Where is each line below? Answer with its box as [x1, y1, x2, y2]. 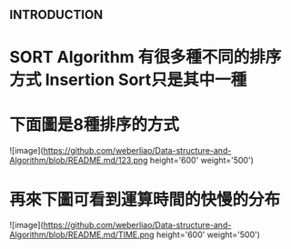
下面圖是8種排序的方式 [9, 114, 180, 134]
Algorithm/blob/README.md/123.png [9, 154, 148, 165]
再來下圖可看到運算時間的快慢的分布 [9, 189, 281, 210]
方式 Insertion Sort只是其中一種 [9, 69, 247, 90]
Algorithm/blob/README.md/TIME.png [9, 229, 155, 240]
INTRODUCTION [9, 7, 104, 23]
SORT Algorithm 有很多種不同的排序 [9, 46, 282, 67]
